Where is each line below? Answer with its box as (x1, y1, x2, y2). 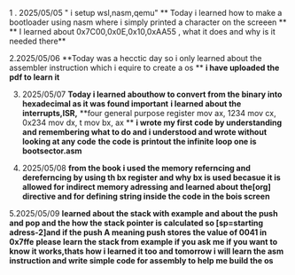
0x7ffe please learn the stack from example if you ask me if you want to (9, 237, 278, 247)
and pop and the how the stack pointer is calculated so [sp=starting (9, 217, 264, 228)
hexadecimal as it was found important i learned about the (21, 98, 242, 109)
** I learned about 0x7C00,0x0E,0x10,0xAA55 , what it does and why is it (9, 27, 276, 36)
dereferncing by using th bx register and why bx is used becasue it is (21, 172, 281, 183)
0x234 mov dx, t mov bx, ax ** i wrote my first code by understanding (21, 117, 283, 128)
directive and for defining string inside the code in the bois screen (21, 191, 270, 201)
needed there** (9, 35, 66, 46)
